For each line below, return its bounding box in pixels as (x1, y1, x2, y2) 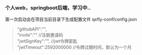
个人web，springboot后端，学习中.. (5, 4, 91, 11)
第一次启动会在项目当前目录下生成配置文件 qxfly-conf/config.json (5, 16, 137, 23)
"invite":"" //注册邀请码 (17, 32, 64, 38)
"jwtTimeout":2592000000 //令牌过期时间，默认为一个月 (17, 44, 132, 50)
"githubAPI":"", (17, 26, 47, 32)
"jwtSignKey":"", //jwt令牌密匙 (17, 38, 77, 44)
